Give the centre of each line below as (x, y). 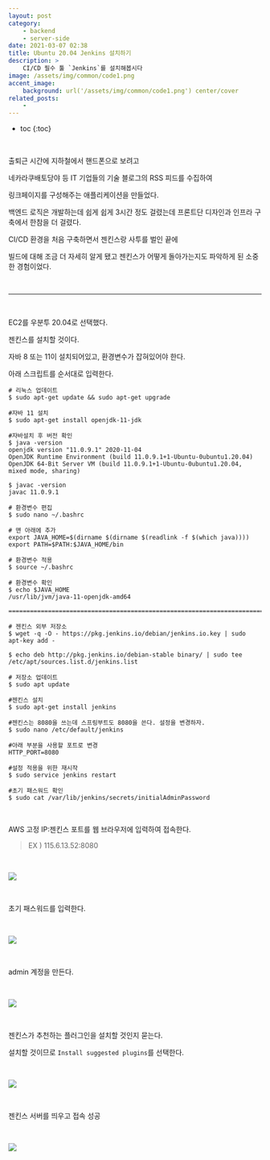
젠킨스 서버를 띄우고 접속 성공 (55, 1116)
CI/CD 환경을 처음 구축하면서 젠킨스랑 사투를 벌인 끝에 (93, 239)
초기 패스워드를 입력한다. (47, 909)
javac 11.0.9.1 (34, 492)
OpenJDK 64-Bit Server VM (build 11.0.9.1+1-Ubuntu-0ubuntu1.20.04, (125, 464)
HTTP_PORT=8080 (34, 753)
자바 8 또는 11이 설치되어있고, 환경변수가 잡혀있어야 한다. (97, 357)
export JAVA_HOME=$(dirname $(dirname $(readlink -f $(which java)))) (129, 538)
